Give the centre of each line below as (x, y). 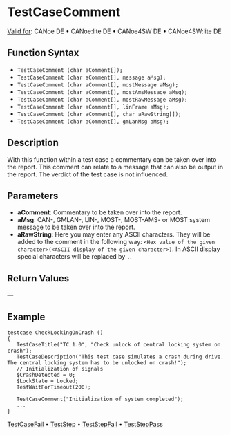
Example (26, 316)
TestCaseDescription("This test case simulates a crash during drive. (120, 357)
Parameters (33, 195)
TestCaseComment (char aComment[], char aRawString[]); (99, 114)
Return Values (38, 278)
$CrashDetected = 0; (46, 375)
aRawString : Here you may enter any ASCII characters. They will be (114, 234)
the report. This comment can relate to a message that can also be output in (115, 167)
